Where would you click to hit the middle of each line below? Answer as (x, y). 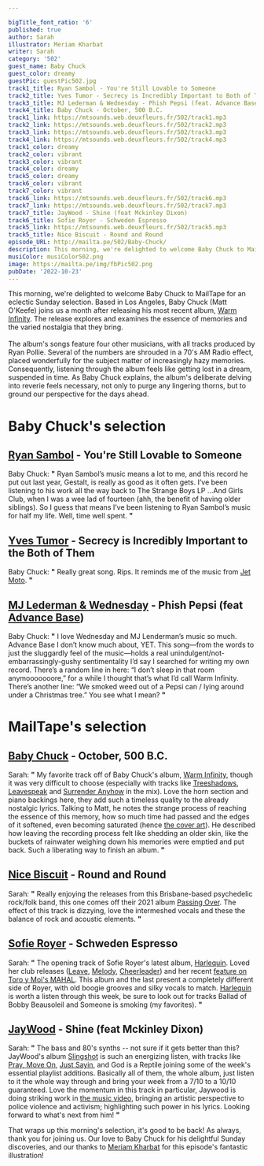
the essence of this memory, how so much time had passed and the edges (129, 817)
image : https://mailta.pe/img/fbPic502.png (81, 264)
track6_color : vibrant (45, 184)
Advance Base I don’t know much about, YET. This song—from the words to (131, 644)
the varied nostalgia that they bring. (66, 327)
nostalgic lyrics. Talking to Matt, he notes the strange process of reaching (128, 808)
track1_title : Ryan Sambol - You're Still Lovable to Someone (112, 88)
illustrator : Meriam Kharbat (56, 44)
